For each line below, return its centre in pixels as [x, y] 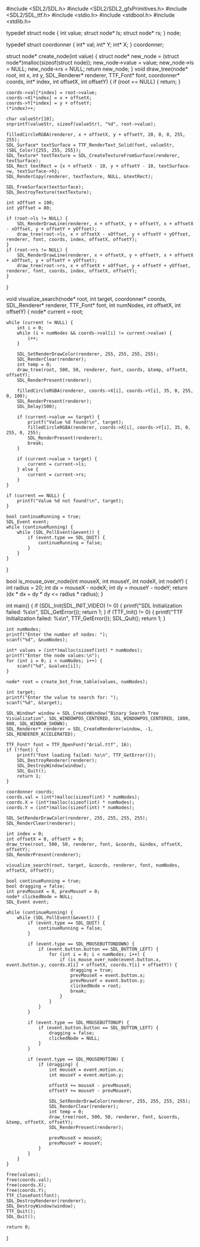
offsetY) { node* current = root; [45, 312]
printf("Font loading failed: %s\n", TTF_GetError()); [87, 755]
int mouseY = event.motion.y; [86, 1075]
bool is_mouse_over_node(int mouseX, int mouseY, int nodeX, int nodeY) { [97, 581]
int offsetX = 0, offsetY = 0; [45, 839]
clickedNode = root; [96, 986]
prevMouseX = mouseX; [76, 1138]
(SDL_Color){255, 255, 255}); [44, 150]
